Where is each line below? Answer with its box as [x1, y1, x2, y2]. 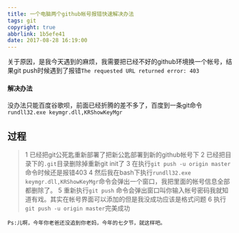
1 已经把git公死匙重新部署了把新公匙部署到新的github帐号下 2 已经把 [24, 150, 226, 159]
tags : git [7, 17, 37, 24]
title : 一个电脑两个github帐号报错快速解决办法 [7, 10, 134, 18]
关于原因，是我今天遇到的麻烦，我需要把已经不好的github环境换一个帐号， [7, 58, 226, 66]
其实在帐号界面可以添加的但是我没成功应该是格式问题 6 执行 [49, 195, 227, 204]
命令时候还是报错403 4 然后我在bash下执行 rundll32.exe [24, 168, 191, 177]
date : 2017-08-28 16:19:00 [7, 37, 88, 44]
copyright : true [7, 24, 56, 31]
